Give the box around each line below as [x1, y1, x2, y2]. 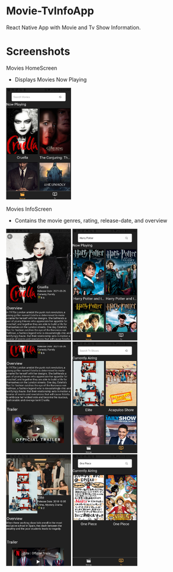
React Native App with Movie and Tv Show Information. [6, 24, 141, 31]
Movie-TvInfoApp [6, 4, 94, 18]
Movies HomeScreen [6, 64, 57, 71]
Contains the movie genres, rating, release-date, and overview [14, 217, 168, 224]
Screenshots [6, 45, 71, 58]
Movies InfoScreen [6, 205, 52, 212]
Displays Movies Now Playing [14, 76, 87, 83]
